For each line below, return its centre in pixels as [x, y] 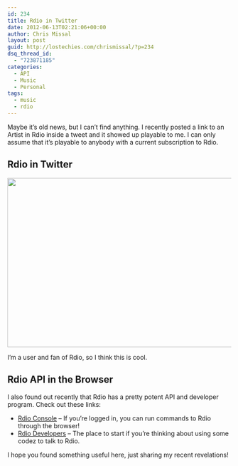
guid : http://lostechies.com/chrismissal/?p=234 [81, 47]
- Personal [30, 87]
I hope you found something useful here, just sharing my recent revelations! [118, 455]
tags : [15, 93]
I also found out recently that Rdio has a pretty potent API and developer [113, 397]
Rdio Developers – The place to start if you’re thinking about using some [123, 433]
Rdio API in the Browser [60, 379]
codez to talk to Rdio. [49, 441]
